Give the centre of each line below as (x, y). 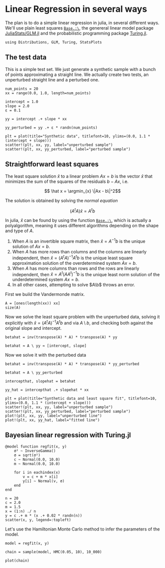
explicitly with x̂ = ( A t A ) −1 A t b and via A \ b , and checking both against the (79, 322)
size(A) (13, 308)
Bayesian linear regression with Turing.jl (68, 435)
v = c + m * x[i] (40, 477)
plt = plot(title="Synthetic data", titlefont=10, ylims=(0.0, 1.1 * (78, 136)
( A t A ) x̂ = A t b (82, 211)
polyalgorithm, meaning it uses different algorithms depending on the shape (82, 226)
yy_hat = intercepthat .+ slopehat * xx (47, 390)
